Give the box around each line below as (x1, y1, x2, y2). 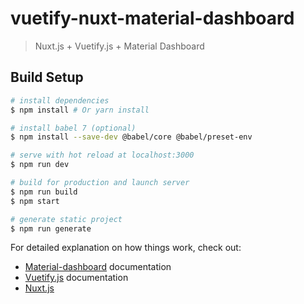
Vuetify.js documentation (24, 272, 129, 284)
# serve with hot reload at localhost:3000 (10, 150, 195, 161)
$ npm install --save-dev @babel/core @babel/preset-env (10, 132, 253, 142)
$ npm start (10, 196, 60, 206)
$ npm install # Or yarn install (10, 105, 150, 115)
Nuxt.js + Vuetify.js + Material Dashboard (34, 40, 205, 52)
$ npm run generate (10, 223, 92, 234)
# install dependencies (10, 95, 110, 106)
